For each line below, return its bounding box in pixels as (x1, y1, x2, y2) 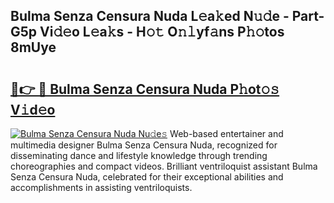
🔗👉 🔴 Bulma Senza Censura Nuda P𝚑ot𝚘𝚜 (10, 80, 280, 98)
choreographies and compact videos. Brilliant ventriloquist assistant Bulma (10, 160, 318, 172)
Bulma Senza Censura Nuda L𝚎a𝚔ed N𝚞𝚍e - (10, 8, 290, 25)
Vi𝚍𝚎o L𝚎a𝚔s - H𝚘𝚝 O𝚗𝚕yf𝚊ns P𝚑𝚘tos (39, 24, 285, 41)
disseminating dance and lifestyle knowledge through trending (10, 150, 268, 161)
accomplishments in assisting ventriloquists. (10, 182, 193, 193)
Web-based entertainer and (169, 128, 284, 139)
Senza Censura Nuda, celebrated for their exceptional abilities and (10, 171, 284, 183)
